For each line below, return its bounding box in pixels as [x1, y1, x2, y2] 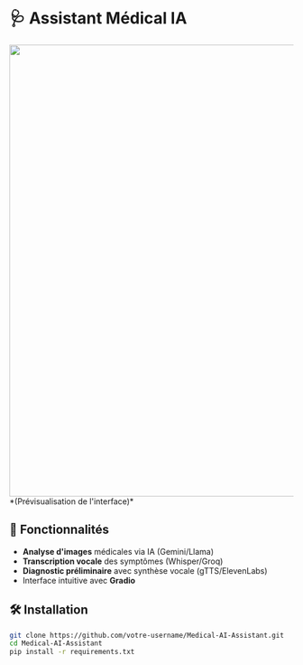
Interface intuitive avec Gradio [22, 575, 136, 585]
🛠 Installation [9, 603, 88, 618]
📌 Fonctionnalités [9, 522, 110, 538]
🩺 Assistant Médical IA [9, 8, 188, 29]
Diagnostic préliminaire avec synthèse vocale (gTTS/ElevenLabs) [22, 565, 268, 576]
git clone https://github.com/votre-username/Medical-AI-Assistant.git [9, 631, 284, 640]
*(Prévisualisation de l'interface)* [9, 495, 134, 507]
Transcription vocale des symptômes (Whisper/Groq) [22, 556, 224, 567]
